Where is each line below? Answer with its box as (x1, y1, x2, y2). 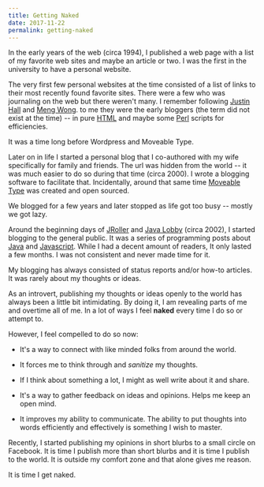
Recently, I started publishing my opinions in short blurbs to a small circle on (8, 438, 256, 448)
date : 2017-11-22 (8, 19, 65, 27)
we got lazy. (8, 210, 48, 219)
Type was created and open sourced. (8, 186, 130, 196)
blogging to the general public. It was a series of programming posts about (8, 234, 251, 243)
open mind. (19, 399, 57, 409)
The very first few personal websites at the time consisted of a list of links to (8, 80, 256, 89)
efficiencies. (8, 122, 49, 131)
